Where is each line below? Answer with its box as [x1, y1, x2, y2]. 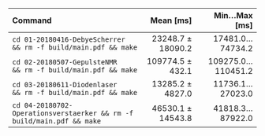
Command [12, 15, 53, 26]
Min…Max [214, 10, 253, 20]
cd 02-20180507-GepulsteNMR [12, 58, 118, 66]
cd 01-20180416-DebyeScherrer [12, 35, 126, 44]
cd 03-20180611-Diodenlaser [12, 80, 118, 89]
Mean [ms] [150, 15, 192, 26]
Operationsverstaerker [12, 109, 97, 117]
